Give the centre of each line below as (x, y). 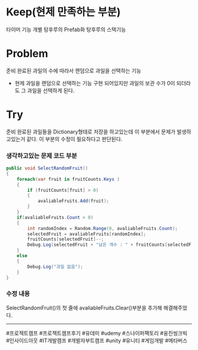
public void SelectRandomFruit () (47, 168)
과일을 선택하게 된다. (51, 90)
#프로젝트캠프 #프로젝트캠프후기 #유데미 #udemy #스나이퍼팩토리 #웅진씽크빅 (97, 333)
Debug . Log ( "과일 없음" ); (55, 266)
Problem (27, 54)
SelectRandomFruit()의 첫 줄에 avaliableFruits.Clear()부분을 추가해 (84, 308)
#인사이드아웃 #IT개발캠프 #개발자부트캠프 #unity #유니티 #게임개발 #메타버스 (97, 340)
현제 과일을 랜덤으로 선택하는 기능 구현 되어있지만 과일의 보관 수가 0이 (95, 83)
